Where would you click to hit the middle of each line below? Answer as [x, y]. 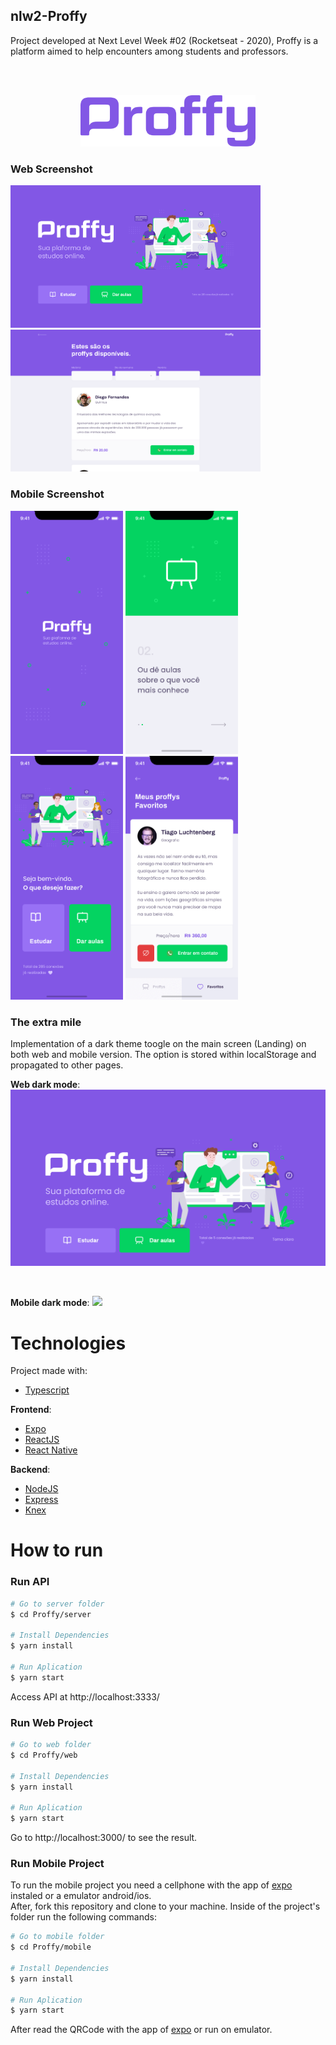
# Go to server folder [57, 1604]
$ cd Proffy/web [44, 1755]
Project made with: [49, 1371]
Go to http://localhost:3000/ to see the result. [104, 1838]
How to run [57, 1550]
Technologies [68, 1343]
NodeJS [41, 1489]
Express [41, 1500]
